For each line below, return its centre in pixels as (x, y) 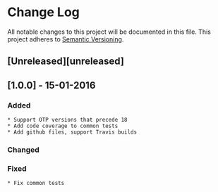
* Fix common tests (36, 184)
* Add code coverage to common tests (63, 126)
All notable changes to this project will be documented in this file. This (109, 32)
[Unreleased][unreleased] (66, 62)
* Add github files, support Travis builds (72, 132)
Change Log (43, 12)
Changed (24, 150)
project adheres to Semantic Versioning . (66, 39)
